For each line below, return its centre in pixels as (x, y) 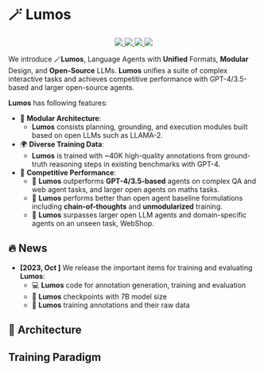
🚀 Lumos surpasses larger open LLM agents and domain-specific (139, 214)
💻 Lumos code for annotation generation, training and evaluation (139, 285)
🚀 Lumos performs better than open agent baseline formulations (137, 198)
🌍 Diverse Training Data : (62, 144)
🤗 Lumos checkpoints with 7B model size (99, 296)
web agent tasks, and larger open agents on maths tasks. (126, 189)
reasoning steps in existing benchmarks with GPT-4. (135, 164)
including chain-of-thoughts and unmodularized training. (127, 206)
